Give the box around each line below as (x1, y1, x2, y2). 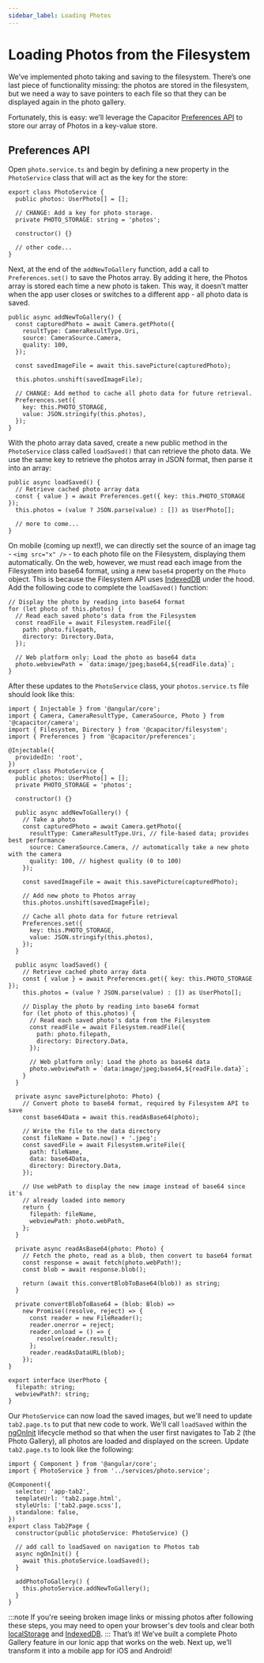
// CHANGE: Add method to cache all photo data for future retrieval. (15, 389, 253, 398)
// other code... (15, 244, 73, 252)
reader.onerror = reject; (28, 1321, 115, 1329)
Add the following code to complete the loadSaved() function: (8, 583, 209, 593)
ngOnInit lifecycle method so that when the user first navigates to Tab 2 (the (8, 1428, 256, 1438)
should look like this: (8, 690, 75, 699)
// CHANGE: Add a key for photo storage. (15, 209, 154, 218)
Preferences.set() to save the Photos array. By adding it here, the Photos (8, 273, 247, 282)
